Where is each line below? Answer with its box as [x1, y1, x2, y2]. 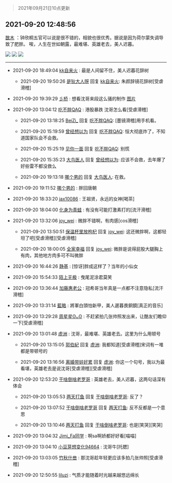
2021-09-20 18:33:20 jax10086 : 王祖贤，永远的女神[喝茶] [12, 195, 135, 202]
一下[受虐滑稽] [12, 320, 44, 326]
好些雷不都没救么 [20, 163, 57, 169]
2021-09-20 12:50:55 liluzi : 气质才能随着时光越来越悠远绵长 [12, 472, 140, 478]
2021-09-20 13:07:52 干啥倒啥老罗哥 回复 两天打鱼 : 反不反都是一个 [20, 404, 161, 411]
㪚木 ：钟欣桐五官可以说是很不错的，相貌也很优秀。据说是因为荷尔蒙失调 [5, 34, 159, 41]
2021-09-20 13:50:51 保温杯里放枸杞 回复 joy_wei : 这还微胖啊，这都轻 [20, 228, 167, 234]
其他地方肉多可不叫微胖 [34, 252, 83, 258]
